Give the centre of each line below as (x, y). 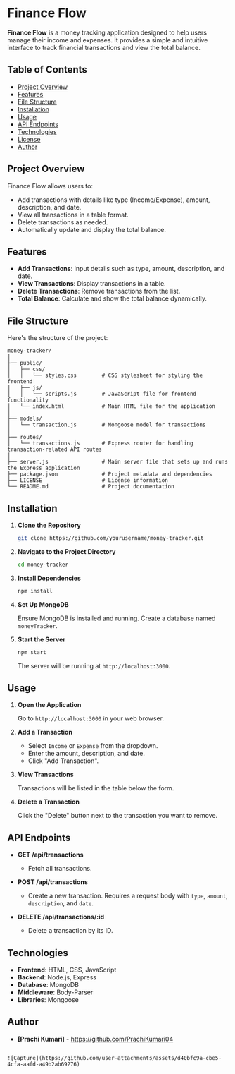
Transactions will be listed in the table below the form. (96, 788)
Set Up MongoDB (43, 604)
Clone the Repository (49, 525)
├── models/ (25, 419)
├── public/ (25, 363)
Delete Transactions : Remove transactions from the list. (99, 291)
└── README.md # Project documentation (91, 487)
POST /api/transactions (52, 882)
